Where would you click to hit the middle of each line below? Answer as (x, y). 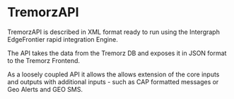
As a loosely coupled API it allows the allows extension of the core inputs (113, 74)
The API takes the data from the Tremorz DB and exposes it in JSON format (117, 53)
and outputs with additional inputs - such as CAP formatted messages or (113, 81)
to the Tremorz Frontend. (43, 60)
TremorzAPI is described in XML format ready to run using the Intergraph (114, 32)
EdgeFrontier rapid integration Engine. (63, 39)
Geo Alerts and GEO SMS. (45, 89)
